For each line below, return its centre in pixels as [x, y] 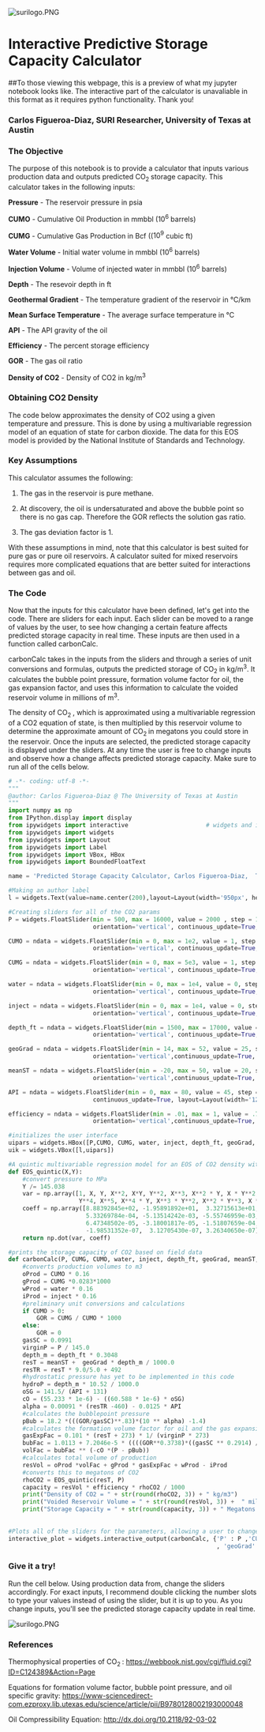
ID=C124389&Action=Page [52, 1672]
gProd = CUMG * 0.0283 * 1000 [67, 1282]
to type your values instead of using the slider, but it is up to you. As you [125, 1600]
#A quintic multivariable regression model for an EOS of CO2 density [127, 1164]
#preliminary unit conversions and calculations [104, 1304]
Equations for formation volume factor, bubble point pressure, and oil [120, 1687]
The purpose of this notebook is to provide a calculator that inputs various [129, 168]
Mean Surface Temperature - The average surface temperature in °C [121, 314]
